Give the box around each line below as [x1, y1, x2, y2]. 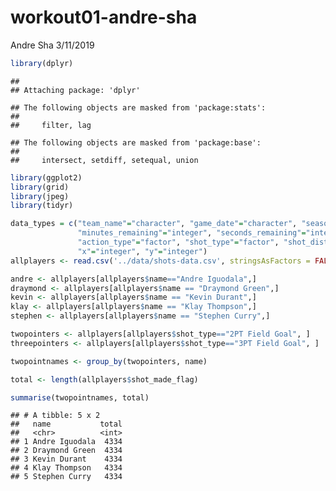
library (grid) [10, 182, 70, 192]
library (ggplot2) [10, 172, 83, 183]
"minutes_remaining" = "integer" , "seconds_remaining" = [77, 228, 307, 238]
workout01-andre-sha [10, 6, 198, 29]
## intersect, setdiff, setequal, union [10, 155, 199, 165]
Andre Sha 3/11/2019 [10, 39, 95, 51]
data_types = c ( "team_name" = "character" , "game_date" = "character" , [10, 219, 298, 229]
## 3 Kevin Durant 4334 [10, 454, 123, 465]
